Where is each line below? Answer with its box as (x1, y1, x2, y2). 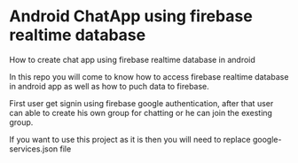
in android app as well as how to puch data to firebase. (9, 81, 210, 91)
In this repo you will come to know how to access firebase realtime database (9, 71, 289, 81)
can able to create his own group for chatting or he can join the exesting (9, 107, 273, 118)
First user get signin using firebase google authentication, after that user (9, 97, 274, 108)
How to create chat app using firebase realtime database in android (9, 54, 255, 65)
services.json (9, 144, 59, 154)
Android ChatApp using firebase (9, 6, 253, 27)
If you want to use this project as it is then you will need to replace (9, 134, 251, 144)
